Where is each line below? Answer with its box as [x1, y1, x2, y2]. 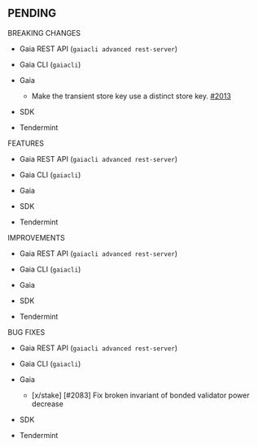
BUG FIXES [7, 327, 46, 336]
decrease [31, 398, 64, 409]
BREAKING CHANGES [7, 28, 81, 37]
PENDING [7, 7, 57, 20]
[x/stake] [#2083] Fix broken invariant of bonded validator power [31, 390, 250, 400]
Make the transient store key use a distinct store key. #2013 [31, 91, 231, 101]
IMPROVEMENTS [7, 232, 66, 242]
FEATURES [7, 138, 45, 148]
